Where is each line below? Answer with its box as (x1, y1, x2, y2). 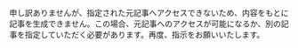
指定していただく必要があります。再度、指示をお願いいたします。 (24, 30, 265, 39)
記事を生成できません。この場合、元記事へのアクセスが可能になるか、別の (9, 18, 282, 29)
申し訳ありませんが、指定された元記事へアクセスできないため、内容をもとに (9, 8, 289, 17)
